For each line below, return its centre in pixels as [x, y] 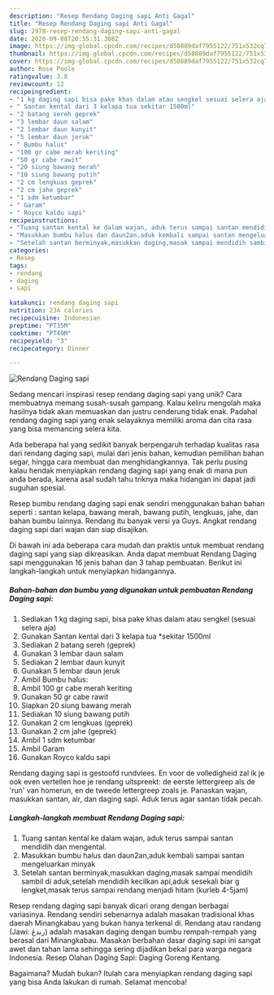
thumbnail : [28, 54]
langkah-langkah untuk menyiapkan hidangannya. [93, 571]
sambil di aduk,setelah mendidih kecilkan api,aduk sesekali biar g [130, 882]
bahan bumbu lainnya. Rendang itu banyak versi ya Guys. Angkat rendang [133, 521]
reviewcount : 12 [37, 84]
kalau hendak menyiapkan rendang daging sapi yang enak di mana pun [128, 471]
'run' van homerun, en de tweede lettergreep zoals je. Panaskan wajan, [128, 791]
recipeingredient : [40, 92]
